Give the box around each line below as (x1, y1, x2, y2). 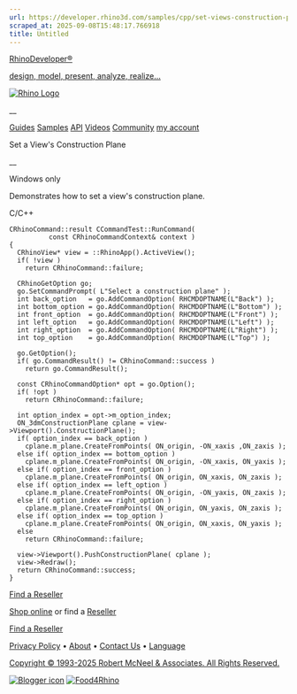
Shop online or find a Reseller (9, 606, 117, 617)
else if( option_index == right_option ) (17, 497, 172, 505)
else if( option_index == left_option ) (17, 481, 168, 490)
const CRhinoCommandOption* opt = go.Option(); (17, 380, 196, 389)
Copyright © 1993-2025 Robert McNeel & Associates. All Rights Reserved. (9, 658, 280, 668)
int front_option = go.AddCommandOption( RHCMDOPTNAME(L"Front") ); (17, 311, 278, 320)
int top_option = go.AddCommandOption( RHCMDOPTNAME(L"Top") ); (17, 334, 271, 343)
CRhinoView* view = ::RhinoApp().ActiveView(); (17, 249, 196, 258)
